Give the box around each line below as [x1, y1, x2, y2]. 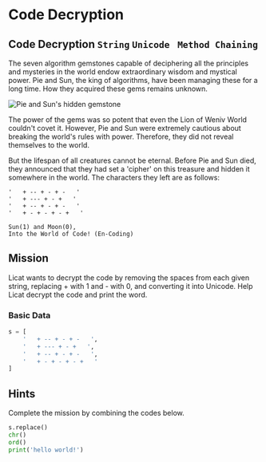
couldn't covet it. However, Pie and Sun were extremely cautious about [8, 124, 241, 132]
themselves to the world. [8, 140, 90, 149]
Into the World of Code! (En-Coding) [8, 230, 134, 238]
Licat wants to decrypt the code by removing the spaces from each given [8, 273, 250, 282]
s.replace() [8, 424, 48, 432]
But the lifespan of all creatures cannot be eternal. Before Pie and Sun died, [8, 156, 257, 165]
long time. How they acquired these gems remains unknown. [8, 84, 208, 93]
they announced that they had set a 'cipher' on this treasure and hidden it [8, 164, 250, 173]
